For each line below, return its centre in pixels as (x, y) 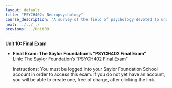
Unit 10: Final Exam (26, 43)
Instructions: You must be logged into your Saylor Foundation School (85, 69)
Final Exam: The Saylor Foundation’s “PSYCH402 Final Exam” (80, 54)
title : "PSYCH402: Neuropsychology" (44, 15)
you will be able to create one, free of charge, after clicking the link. (84, 80)
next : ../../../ (23, 24)
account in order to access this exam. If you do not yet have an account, (89, 74)
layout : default (23, 10)
